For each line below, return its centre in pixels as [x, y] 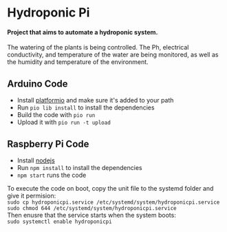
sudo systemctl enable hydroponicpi [60, 222]
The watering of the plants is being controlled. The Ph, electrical [98, 48]
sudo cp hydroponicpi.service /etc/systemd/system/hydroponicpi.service [113, 202]
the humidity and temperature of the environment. [78, 62]
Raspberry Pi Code [48, 144]
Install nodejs [36, 160]
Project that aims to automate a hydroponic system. [83, 32]
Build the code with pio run [56, 115]
